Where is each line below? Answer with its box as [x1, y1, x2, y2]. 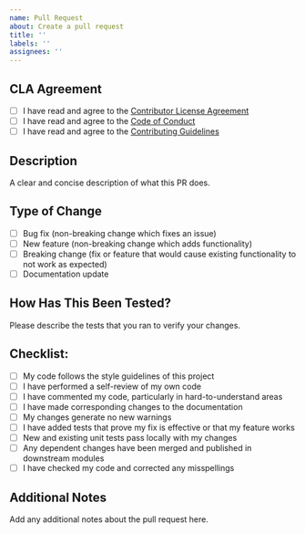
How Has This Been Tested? [9, 296, 171, 311]
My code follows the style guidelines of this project [22, 371, 215, 382]
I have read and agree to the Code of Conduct [22, 116, 196, 126]
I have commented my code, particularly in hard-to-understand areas [22, 391, 283, 402]
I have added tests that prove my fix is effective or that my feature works [22, 422, 296, 433]
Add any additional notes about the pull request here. [9, 514, 209, 525]
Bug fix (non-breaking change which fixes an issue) [22, 227, 217, 238]
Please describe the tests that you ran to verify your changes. [9, 319, 241, 330]
